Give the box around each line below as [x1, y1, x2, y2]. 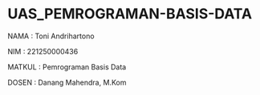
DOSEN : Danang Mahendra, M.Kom [7, 77, 127, 87]
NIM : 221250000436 [7, 46, 79, 56]
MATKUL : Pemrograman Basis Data [7, 61, 127, 72]
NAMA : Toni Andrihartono [7, 31, 95, 41]
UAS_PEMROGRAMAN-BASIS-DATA [7, 5, 253, 23]
